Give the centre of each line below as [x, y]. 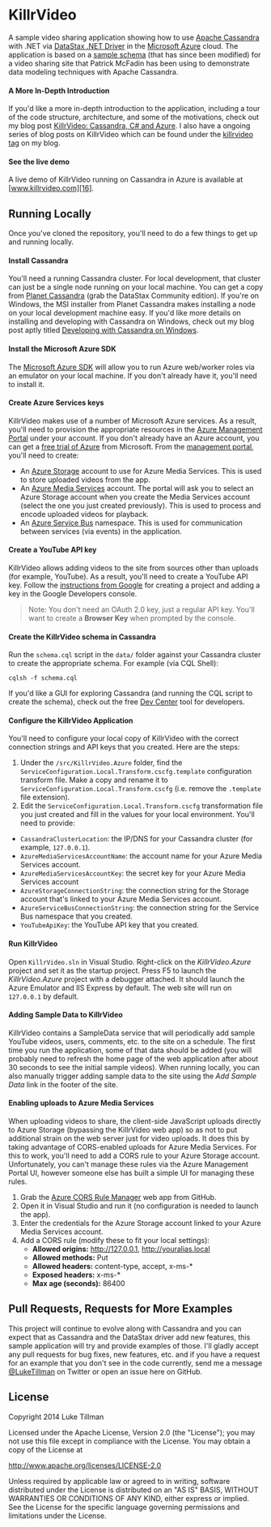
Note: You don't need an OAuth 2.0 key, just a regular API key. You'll [141, 609]
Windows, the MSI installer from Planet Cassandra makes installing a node [132, 304]
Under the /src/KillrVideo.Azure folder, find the [101, 763]
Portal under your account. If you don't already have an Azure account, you [134, 438]
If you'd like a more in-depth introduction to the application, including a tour [134, 109]
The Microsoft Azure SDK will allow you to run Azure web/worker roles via [131, 367]
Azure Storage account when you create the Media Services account [135, 497]
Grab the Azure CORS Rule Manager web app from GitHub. [118, 1197]
